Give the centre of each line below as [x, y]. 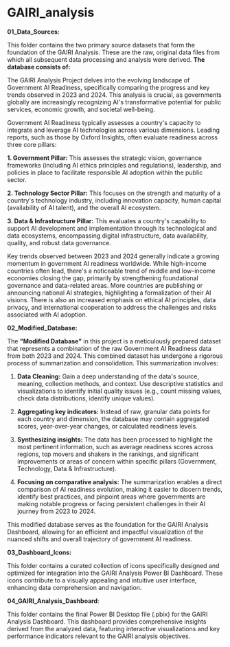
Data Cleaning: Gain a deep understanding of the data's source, [108, 376]
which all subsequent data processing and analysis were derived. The [106, 59]
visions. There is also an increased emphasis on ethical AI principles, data [112, 299]
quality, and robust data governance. [59, 242]
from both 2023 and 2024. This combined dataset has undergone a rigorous [115, 356]
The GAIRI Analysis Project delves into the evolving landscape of [99, 80]
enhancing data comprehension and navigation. [74, 587]
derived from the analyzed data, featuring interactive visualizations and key [114, 628]
